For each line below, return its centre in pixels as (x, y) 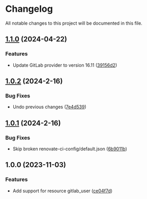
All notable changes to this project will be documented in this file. (74, 23)
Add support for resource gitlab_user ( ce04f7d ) (63, 191)
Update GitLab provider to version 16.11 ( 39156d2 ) (65, 65)
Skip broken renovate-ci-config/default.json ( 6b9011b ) (70, 149)
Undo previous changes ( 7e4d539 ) (50, 107)
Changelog (29, 9)
